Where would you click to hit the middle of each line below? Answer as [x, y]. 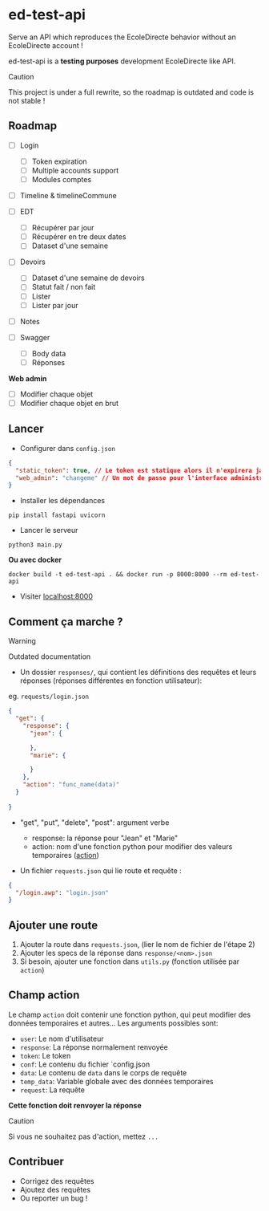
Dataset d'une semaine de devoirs [88, 278]
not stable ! [27, 100]
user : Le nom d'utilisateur [62, 1038]
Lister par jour [55, 305]
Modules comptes [62, 179]
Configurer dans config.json [68, 448]
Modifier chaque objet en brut [69, 403]
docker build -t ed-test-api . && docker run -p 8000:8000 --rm [118, 575]
